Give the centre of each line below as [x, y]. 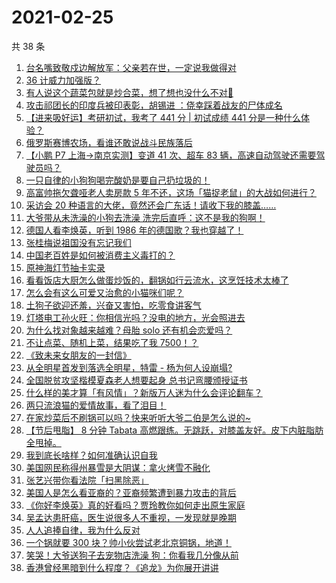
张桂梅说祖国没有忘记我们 [78, 242]
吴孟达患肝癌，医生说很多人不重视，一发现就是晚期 [131, 517]
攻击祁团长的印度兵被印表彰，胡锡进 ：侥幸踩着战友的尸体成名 [154, 105]
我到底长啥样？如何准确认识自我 [91, 455]
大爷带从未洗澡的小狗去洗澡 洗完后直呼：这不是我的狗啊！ [145, 217]
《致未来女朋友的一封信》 [78, 355]
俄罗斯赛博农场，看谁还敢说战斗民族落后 [109, 142]
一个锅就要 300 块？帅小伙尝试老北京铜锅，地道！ [128, 542]
